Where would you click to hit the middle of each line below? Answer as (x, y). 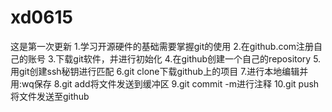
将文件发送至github (50, 96)
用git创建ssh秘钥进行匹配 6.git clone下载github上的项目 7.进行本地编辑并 (159, 71)
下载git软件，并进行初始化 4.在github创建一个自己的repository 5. (188, 58)
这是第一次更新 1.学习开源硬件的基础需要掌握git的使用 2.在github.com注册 (162, 46)
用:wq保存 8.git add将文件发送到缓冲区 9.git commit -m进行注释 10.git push (165, 83)
